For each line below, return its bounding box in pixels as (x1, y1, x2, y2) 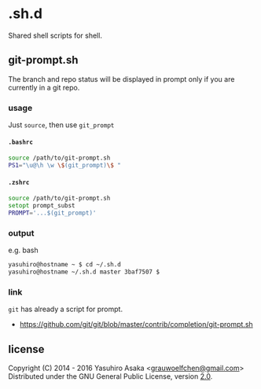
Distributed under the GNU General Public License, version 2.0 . (8, 371, 213, 381)
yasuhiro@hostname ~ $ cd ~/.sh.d (8, 261, 122, 269)
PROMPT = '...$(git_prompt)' (8, 209, 97, 217)
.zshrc (8, 178, 30, 186)
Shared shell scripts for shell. (8, 31, 102, 40)
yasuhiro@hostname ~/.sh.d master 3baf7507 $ (8, 268, 160, 276)
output (8, 227, 35, 238)
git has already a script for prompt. (8, 304, 123, 314)
